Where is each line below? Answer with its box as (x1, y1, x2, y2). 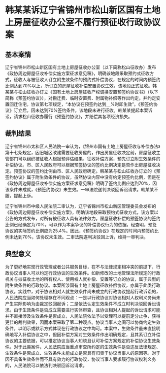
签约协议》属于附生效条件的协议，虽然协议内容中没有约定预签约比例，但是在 (5, 174, 161, 180)
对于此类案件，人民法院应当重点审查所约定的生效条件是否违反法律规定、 (13, 343, 161, 350)
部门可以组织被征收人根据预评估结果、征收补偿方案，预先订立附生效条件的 (9, 156, 161, 162)
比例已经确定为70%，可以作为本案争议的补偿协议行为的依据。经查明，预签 (5, 221, 157, 227)
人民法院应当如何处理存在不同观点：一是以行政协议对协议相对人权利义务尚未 (5, 294, 161, 301)
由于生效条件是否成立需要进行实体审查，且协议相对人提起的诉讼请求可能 (13, 306, 161, 313)
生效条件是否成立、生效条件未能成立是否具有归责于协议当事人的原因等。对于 (5, 350, 161, 356)
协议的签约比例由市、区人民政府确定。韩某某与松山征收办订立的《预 (22, 168, 161, 174)
